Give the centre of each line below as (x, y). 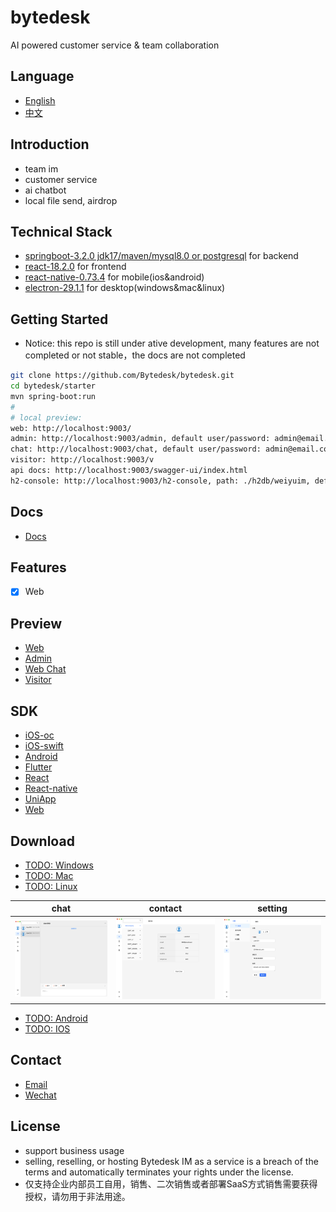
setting (272, 908)
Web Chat (45, 669)
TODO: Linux (51, 886)
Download (42, 841)
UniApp (40, 799)
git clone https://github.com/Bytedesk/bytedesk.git (122, 376)
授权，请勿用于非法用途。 (77, 1196)
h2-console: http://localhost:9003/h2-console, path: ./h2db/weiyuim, (160, 481)
